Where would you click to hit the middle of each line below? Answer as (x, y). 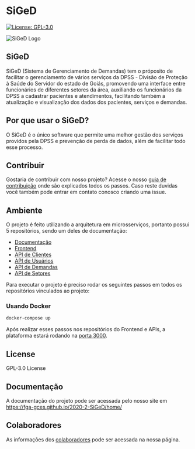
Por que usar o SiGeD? (48, 120)
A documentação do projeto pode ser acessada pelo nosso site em (87, 400)
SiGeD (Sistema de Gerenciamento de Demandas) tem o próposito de (90, 71)
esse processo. (25, 147)
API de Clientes (33, 255)
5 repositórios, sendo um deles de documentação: (67, 231)
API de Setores (32, 273)
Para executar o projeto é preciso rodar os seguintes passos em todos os (94, 285)
